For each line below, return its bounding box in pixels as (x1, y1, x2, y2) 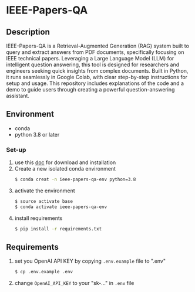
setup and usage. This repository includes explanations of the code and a (6, 80, 184, 87)
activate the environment (14, 187, 75, 194)
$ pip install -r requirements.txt (14, 226, 102, 232)
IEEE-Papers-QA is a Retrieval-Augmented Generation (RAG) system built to (6, 42, 190, 49)
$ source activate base (14, 198, 73, 204)
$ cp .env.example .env (14, 269, 73, 275)
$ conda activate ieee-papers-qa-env (14, 203, 107, 210)
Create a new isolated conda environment (14, 165, 116, 172)
